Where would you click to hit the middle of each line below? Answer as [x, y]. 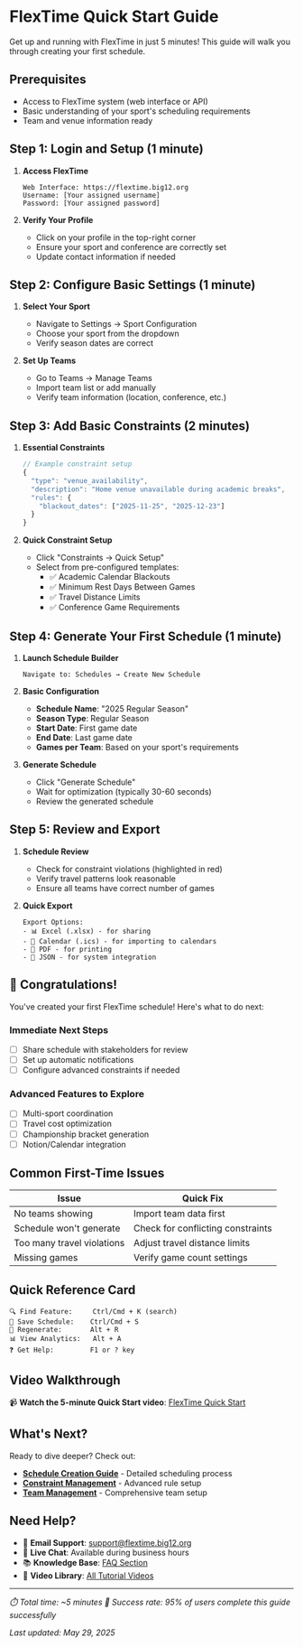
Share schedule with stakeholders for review [105, 1049]
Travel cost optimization [67, 1124]
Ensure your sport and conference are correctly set [131, 247]
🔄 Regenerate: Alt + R [64, 1330]
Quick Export [47, 906]
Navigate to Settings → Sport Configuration [116, 324]
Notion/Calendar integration [74, 1144]
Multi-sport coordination [68, 1113]
